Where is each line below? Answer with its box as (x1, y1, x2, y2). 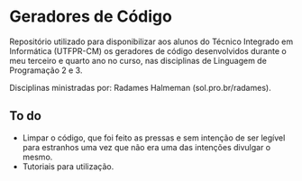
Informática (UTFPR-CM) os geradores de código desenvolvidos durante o (9, 45, 287, 56)
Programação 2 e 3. (9, 65, 83, 76)
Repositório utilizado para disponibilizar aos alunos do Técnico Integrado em (9, 36, 294, 47)
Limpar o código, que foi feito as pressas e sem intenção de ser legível (22, 132, 286, 143)
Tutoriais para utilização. (22, 160, 114, 172)
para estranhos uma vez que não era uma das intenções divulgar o (22, 141, 271, 152)
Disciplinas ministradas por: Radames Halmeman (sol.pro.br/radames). (9, 82, 272, 93)
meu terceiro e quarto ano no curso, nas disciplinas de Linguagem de (9, 55, 268, 66)
